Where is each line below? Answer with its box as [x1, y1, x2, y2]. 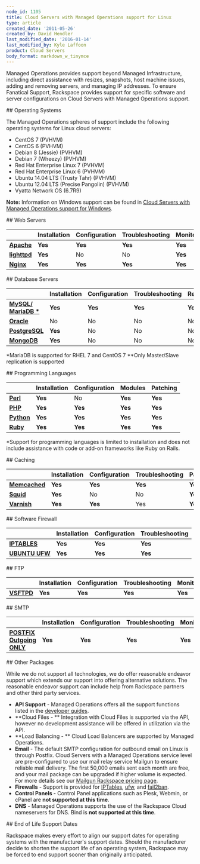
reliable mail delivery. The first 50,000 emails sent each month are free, [14, 764, 190, 771]
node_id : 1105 [6, 8, 42, 15]
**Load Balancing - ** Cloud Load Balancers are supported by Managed [14, 733, 194, 740]
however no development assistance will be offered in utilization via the [14, 719, 190, 727]
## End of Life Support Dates [6, 820, 78, 828]
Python [9, 413, 30, 421]
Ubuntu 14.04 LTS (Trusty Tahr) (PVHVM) [14, 174, 117, 181]
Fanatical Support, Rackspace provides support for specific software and [6, 88, 186, 96]
